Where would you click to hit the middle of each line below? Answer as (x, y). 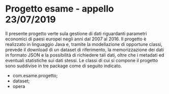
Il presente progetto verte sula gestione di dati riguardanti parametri (76, 33)
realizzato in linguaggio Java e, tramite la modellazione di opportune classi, (84, 44)
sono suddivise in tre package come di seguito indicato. (64, 66)
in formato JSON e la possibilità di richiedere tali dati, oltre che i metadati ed (85, 55)
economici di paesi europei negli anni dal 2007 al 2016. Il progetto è (76, 39)
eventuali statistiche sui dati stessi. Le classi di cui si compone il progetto (82, 60)
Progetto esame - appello (60, 9)
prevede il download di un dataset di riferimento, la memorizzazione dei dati (84, 50)
